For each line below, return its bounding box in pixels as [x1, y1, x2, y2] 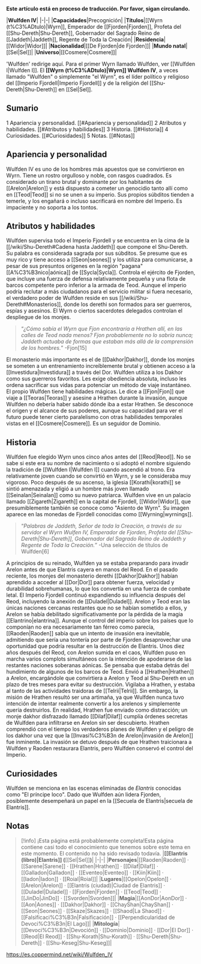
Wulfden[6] [20, 548, 49, 555]
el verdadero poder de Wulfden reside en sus [6, 294, 118, 302]
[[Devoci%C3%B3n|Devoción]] [20, 926, 98, 933]
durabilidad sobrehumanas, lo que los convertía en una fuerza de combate [6, 585, 191, 593]
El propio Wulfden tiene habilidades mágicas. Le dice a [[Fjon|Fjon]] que [6, 388, 185, 395]
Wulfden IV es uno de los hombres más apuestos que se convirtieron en [6, 165, 185, 172]
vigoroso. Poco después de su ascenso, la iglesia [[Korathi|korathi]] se [6, 479, 181, 486]
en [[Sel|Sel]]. [58, 86, 93, 93]
